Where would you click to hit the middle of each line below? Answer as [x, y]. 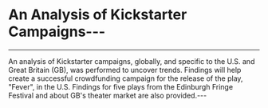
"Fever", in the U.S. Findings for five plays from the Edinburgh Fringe [121, 86]
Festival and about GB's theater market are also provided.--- [108, 95]
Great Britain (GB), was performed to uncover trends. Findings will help [125, 70]
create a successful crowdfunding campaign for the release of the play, [126, 78]
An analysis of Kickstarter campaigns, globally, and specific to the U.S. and [132, 61]
